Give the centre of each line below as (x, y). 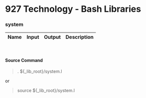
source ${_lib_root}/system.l (46, 90)
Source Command (24, 61)
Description (80, 37)
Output (52, 37)
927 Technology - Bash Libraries (73, 9)
